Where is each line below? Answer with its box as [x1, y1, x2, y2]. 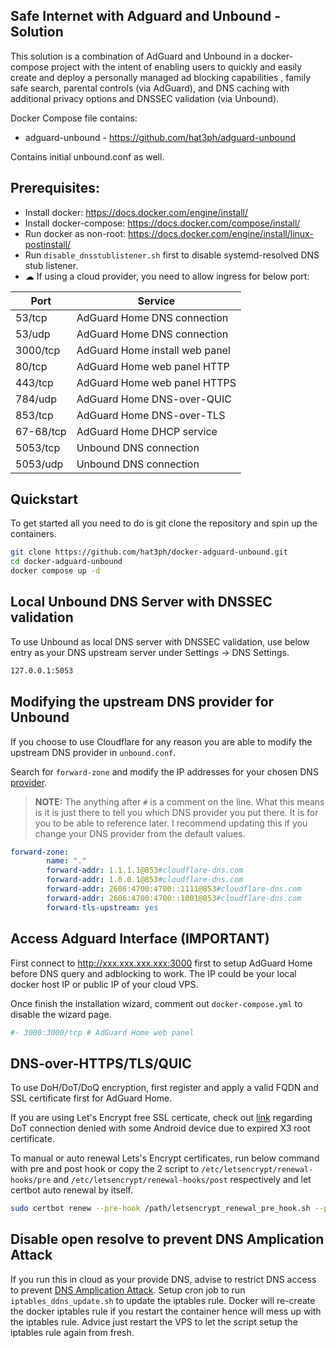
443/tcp [15, 375, 54, 389]
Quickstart [10, 491, 79, 508]
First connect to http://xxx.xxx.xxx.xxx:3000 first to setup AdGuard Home [10, 957, 313, 969]
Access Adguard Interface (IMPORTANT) [10, 930, 270, 948]
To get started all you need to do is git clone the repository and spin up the [10, 517, 318, 529]
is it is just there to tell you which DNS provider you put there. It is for [34, 806, 319, 818]
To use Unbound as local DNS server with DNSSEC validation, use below [10, 635, 310, 648]
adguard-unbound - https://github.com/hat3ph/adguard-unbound [24, 131, 297, 143]
